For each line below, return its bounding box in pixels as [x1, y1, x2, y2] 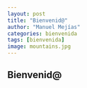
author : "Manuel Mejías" [7, 23, 81, 30]
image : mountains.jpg [7, 43, 71, 50]
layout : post [7, 10, 46, 18]
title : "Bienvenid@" [7, 17, 69, 24]
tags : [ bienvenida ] [7, 37, 65, 44]
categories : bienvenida [7, 30, 78, 37]
